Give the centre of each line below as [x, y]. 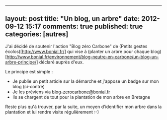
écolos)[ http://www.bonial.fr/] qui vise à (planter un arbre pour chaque [78, 51]
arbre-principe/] [22, 62]
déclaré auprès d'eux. [61, 62]
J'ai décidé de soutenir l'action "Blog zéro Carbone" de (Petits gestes [76, 46]
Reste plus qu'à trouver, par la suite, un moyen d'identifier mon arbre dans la [83, 107]
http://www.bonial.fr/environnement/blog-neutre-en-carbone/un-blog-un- [83, 57]
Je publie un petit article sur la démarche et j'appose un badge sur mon [85, 81]
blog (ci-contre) [28, 86]
